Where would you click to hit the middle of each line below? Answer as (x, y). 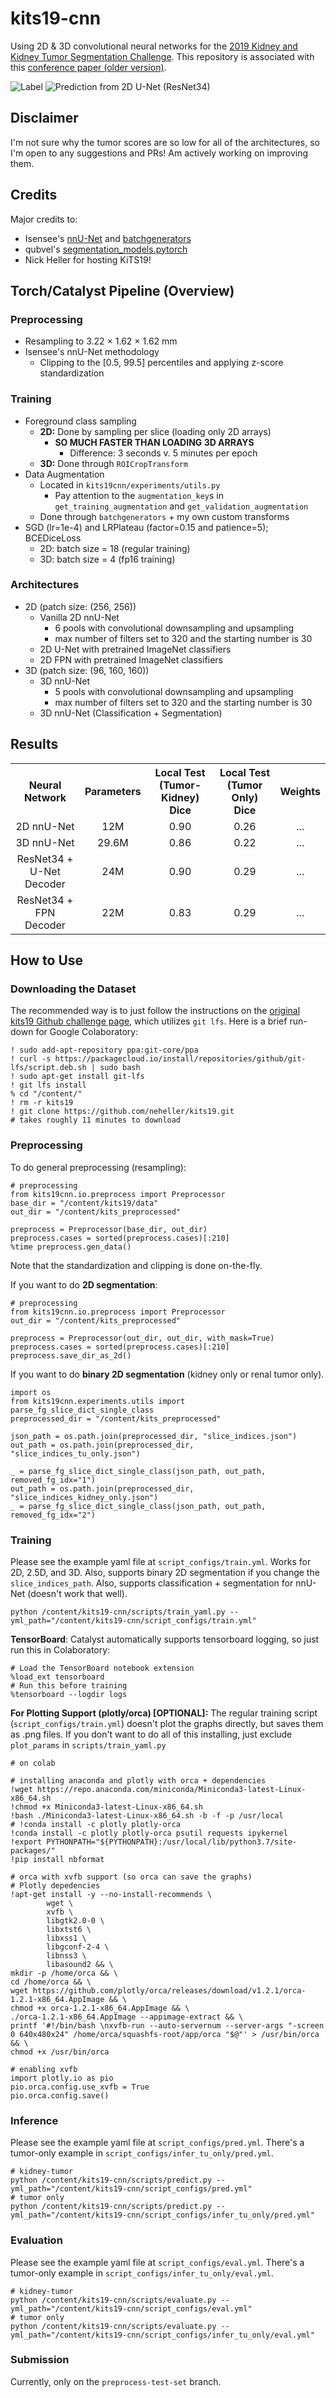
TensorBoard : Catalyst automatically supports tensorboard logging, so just (165, 1639)
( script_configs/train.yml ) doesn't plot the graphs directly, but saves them (167, 1723)
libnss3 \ (66, 1955)
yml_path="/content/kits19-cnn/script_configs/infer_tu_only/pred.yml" (162, 2215)
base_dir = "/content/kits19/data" (84, 1203)
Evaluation (36, 2240)
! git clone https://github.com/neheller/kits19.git (122, 1112)
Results (34, 744)
